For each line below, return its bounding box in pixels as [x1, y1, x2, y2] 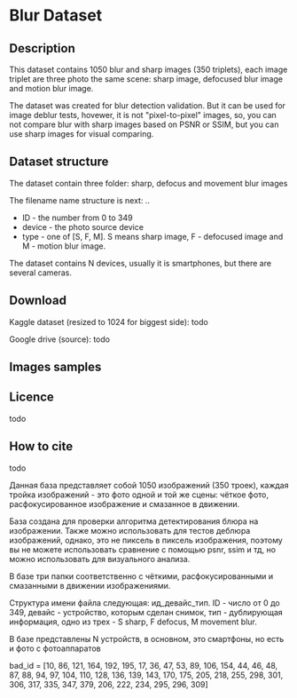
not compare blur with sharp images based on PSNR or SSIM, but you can [9, 119, 279, 130]
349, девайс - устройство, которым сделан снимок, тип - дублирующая [9, 607, 284, 617]
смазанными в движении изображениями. [9, 580, 171, 591]
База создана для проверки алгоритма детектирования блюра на [9, 516, 259, 527]
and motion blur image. [9, 83, 94, 93]
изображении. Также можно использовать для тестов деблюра [9, 525, 251, 535]
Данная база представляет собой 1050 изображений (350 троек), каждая [9, 480, 289, 490]
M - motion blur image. [21, 241, 106, 251]
